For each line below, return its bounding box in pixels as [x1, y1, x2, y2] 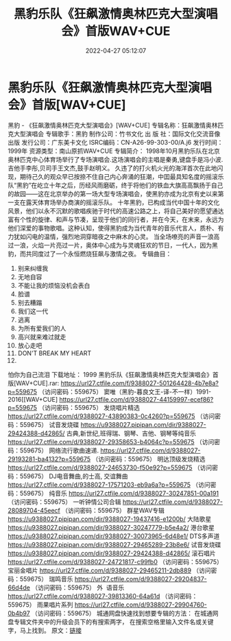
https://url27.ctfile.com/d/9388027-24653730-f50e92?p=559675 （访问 [8, 463, 212, 472]
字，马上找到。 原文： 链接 [8, 626, 82, 634]
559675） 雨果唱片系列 [8, 601, 74, 609]
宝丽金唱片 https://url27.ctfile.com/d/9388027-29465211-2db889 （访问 [8, 566, 211, 575]
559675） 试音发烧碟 [19, 420, 80, 428]
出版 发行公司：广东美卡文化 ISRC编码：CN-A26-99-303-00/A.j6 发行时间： [8, 138, 223, 146]
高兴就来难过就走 [17, 332, 66, 341]
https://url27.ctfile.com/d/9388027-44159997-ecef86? [58, 395, 214, 403]
